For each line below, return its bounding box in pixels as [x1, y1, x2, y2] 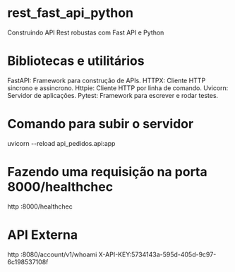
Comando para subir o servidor [7, 116, 194, 132]
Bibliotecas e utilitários [7, 53, 145, 69]
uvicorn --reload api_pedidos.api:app [7, 139, 116, 147]
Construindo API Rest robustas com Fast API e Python [7, 28, 164, 37]
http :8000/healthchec [7, 202, 73, 211]
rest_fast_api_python [7, 5, 134, 21]
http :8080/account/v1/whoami [7, 250, 97, 259]
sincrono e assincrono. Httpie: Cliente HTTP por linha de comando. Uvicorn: [7, 83, 229, 92]
